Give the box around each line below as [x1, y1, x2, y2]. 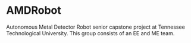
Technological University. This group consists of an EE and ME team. [6, 29, 175, 36]
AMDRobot [6, 4, 61, 17]
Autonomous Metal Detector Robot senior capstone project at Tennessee [6, 23, 186, 30]
